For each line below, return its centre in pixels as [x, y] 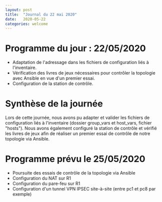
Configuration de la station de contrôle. [53, 83]
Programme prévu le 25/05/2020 [75, 159]
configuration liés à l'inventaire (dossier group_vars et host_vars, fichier [78, 123]
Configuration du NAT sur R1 [42, 178]
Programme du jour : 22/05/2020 [75, 48]
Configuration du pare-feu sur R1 [46, 183]
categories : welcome [27, 24]
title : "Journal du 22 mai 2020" [41, 14]
